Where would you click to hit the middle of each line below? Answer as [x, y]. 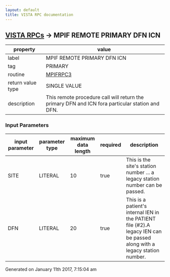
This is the [138, 159]
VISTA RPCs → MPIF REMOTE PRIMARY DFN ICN [83, 35]
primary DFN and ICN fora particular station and [102, 103]
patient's [136, 206]
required [111, 145]
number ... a [140, 172]
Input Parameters [27, 125]
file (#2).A [138, 225]
